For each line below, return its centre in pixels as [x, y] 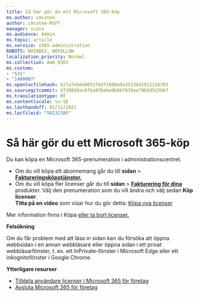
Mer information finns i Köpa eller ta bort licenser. [68, 215]
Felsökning [21, 226]
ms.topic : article [29, 40]
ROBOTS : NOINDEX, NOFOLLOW [40, 51]
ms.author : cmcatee [31, 18]
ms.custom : [20, 68]
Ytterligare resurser [32, 269]
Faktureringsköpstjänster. [49, 177]
